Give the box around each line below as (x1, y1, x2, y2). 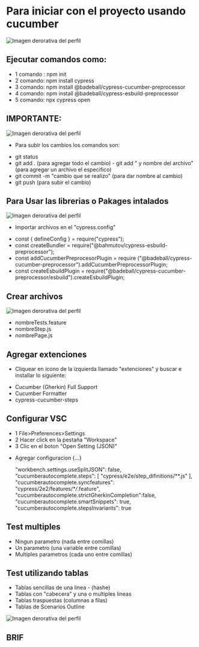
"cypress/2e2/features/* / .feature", (14, 485, 100, 492)
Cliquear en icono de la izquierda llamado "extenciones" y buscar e (14, 365, 182, 372)
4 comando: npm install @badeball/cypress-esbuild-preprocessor (14, 89, 179, 97)
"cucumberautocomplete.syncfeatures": (14, 478, 115, 486)
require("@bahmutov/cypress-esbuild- (72, 242, 168, 249)
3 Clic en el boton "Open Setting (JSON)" (14, 442, 117, 450)
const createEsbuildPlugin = (14, 267, 85, 275)
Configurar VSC (6, 414, 67, 424)
